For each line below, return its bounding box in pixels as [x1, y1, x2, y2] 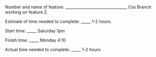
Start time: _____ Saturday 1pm [5, 28, 65, 33]
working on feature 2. [5, 9, 48, 15]
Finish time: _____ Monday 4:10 [5, 37, 66, 43]
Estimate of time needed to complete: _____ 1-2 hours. [5, 19, 112, 24]
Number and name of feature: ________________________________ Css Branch [5, 4, 152, 10]
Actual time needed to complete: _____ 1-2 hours [5, 47, 101, 52]
